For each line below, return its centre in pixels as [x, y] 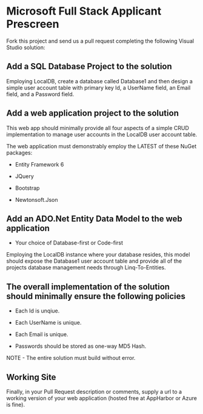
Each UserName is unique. [48, 323]
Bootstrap [27, 188]
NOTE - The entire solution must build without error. [71, 358]
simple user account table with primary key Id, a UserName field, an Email [98, 88]
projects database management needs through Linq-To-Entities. [86, 267]
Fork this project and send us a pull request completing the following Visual [100, 41]
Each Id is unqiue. [37, 311]
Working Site [31, 377]
